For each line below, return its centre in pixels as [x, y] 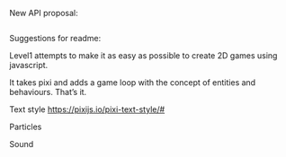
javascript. [29, 65]
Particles [26, 126]
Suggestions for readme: [55, 38]
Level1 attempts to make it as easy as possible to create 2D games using [143, 56]
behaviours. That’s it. [48, 92]
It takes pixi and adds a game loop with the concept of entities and [133, 83]
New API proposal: [44, 13]
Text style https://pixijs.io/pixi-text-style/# [87, 109]
